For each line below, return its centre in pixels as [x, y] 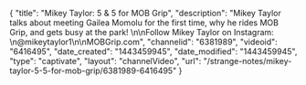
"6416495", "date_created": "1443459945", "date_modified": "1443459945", [153, 52]
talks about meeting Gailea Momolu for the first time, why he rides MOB [144, 23]
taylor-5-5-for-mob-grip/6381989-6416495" [93, 71]
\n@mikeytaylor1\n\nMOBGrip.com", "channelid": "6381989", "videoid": [144, 42]
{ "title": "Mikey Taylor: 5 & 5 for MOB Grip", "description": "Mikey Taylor [145, 13]
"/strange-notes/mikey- [248, 61]
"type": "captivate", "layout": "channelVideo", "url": [106, 61]
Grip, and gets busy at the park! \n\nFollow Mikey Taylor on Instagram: [142, 32]
